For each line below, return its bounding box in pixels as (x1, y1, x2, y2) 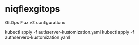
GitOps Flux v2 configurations (5, 20, 66, 25)
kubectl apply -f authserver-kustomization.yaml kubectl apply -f (5, 29, 135, 35)
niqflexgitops (5, 3, 60, 15)
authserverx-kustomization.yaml (5, 34, 70, 40)
